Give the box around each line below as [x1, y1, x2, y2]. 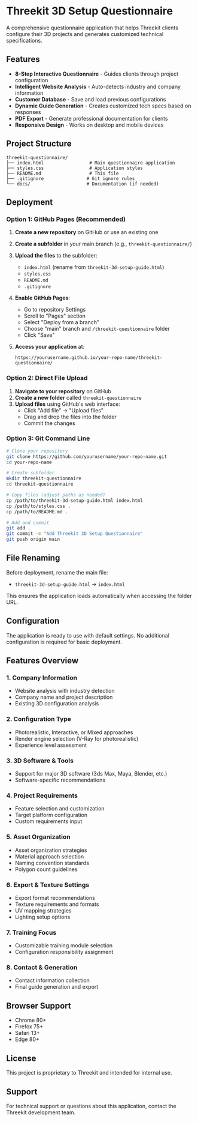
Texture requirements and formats [14, 900, 99, 908]
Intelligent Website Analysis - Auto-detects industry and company [14, 83, 181, 90]
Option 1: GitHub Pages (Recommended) [6, 215, 126, 223]
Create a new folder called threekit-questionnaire [14, 394, 142, 401]
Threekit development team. [6, 1109, 76, 1116]
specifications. [6, 37, 43, 44]
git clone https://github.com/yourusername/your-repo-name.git [6, 453, 167, 460]
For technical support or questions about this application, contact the [6, 1102, 176, 1109]
